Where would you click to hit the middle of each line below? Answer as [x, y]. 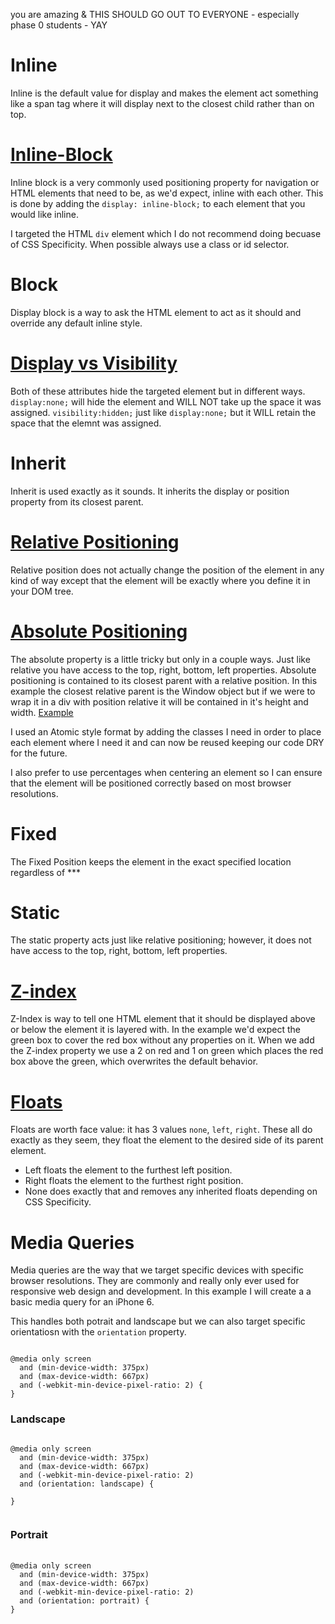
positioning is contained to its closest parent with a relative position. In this [164, 680]
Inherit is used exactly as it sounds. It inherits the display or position [150, 491]
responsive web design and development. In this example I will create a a [161, 1291]
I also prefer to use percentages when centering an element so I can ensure [166, 772]
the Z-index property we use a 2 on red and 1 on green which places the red [167, 1051]
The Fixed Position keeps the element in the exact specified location [151, 861]
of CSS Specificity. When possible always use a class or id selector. [150, 244]
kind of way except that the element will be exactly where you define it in [160, 580]
